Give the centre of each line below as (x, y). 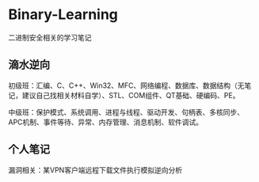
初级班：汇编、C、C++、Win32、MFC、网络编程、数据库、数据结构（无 (126, 85)
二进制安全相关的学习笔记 (50, 37)
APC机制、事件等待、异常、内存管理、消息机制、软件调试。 (106, 122)
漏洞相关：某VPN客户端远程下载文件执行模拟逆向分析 (95, 170)
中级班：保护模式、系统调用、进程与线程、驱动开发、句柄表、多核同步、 (126, 112)
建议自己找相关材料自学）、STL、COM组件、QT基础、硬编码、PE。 (131, 95)
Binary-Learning (63, 15)
